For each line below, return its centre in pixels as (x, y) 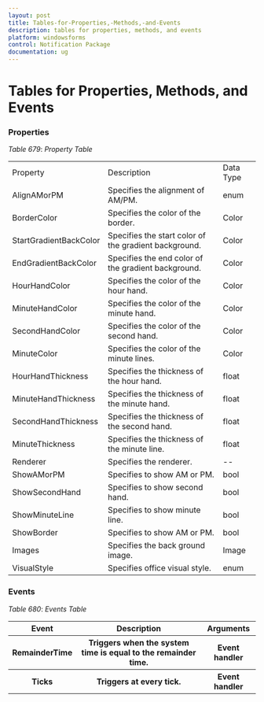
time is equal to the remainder (139, 652)
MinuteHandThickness (54, 399)
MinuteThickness (44, 444)
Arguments (228, 628)
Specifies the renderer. (150, 462)
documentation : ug (38, 52)
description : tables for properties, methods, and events (105, 30)
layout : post (29, 15)
